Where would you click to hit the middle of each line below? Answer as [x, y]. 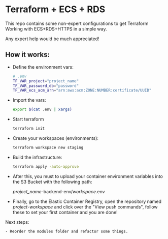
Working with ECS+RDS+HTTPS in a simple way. [56, 28]
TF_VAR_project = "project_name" [46, 81]
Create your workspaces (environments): [56, 138]
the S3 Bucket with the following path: [52, 182]
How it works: [27, 55]
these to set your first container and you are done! [65, 212]
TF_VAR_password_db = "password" [46, 86]
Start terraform [28, 119]
